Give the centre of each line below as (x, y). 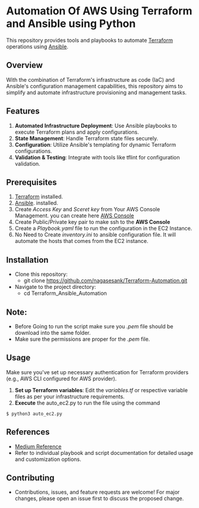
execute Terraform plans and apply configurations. (77, 132)
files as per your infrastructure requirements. (70, 396)
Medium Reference (38, 447)
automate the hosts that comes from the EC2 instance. (81, 241)
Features (23, 111)
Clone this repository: (41, 274)
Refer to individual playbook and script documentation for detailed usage (104, 452)
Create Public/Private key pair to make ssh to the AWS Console (92, 222)
